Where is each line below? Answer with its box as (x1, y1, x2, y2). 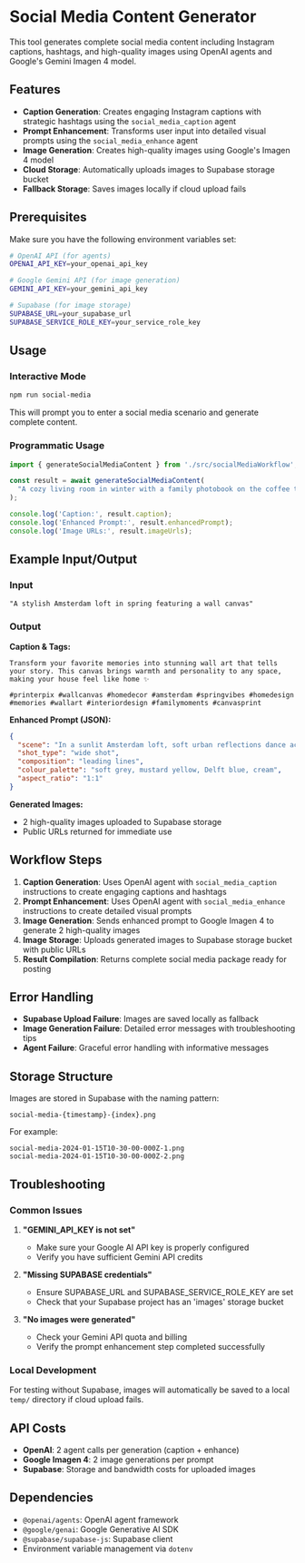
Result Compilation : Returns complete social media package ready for (22, 953, 288, 964)
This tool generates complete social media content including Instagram (9, 36, 275, 47)
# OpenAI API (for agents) (9, 251, 112, 260)
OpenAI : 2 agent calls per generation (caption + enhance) (22, 1445, 240, 1456)
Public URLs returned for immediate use (22, 826, 172, 837)
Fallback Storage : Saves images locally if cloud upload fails (22, 183, 247, 194)
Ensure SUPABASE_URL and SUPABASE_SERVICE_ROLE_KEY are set (35, 1286, 293, 1297)
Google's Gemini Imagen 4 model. (9, 55, 137, 66)
